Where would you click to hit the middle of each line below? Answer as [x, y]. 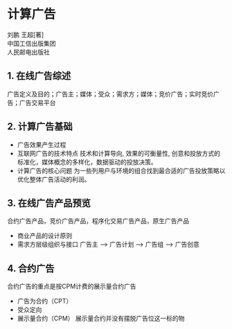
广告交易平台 [37, 103]
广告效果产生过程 [42, 144]
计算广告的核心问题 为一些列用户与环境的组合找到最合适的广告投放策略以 [121, 170]
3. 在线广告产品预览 [49, 203]
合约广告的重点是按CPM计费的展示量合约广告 [72, 286]
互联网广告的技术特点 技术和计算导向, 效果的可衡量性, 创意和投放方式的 [118, 153]
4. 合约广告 [31, 268]
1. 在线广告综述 [39, 76]
